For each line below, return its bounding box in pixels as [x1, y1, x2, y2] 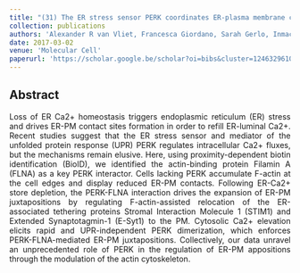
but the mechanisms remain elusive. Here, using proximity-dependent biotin [9, 149, 291, 160]
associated [9, 206, 50, 217]
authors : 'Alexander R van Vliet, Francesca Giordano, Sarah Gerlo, [9, 29, 270, 38]
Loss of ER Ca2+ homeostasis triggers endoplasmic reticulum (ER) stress [9, 111, 291, 121]
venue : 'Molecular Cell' [9, 46, 102, 55]
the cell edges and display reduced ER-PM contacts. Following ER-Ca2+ [9, 178, 291, 188]
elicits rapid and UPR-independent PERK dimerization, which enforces [9, 225, 291, 236]
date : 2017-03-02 [9, 37, 74, 47]
